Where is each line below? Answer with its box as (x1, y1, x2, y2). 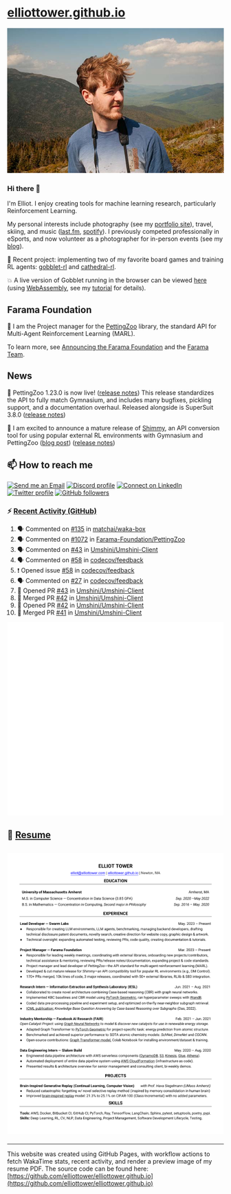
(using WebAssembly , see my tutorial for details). (7, 284, 146, 292)
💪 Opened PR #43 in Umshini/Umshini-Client (16, 586, 144, 595)
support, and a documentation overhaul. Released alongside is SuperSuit (7, 403, 214, 411)
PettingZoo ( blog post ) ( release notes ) (7, 438, 115, 446)
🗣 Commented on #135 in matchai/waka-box (16, 524, 146, 533)
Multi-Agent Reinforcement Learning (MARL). (7, 330, 135, 338)
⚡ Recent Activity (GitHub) (7, 506, 98, 515)
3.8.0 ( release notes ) (7, 410, 66, 419)
